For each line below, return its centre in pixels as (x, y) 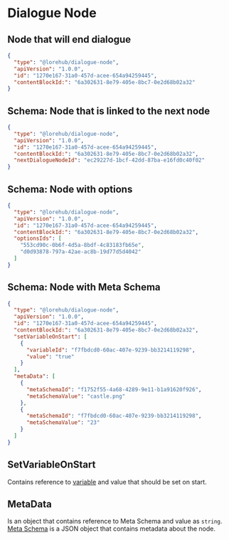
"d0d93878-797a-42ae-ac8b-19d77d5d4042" (81, 252)
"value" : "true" (50, 356)
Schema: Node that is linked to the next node (109, 111)
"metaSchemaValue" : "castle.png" (76, 396)
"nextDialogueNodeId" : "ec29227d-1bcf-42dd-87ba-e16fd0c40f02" (109, 160)
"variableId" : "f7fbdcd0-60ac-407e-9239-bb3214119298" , (111, 350)
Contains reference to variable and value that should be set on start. (107, 482)
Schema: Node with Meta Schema (84, 287)
